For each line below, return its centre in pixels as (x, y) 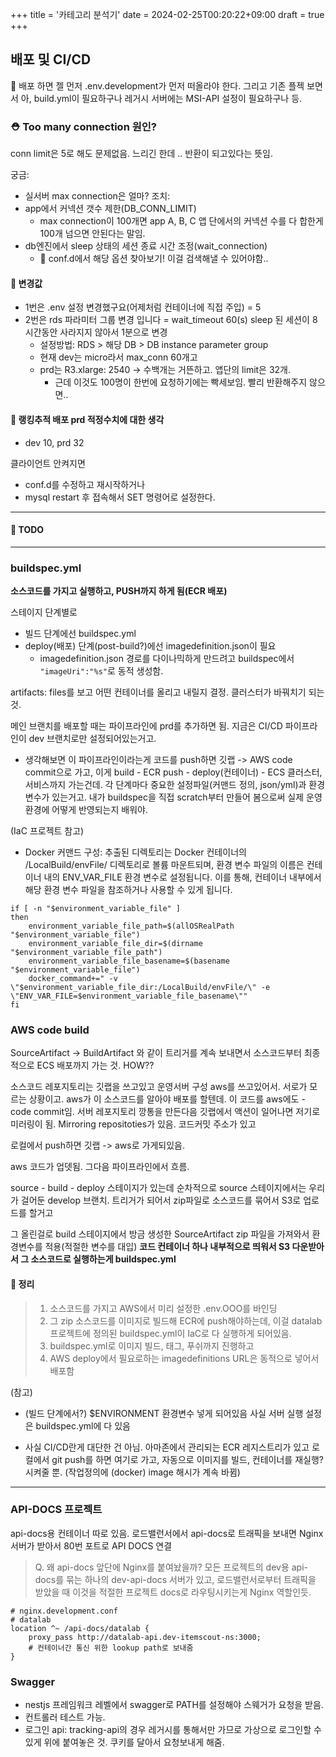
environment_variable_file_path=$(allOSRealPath (131, 926)
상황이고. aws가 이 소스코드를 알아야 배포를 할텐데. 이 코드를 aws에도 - (167, 1099)
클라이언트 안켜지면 (48, 463)
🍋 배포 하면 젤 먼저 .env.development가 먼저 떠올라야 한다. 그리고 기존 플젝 (157, 85)
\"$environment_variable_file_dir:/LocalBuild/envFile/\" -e (140, 988)
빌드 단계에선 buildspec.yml (80, 634)
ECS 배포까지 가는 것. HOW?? (95, 1065)
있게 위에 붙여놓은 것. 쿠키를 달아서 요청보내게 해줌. (124, 1742)
